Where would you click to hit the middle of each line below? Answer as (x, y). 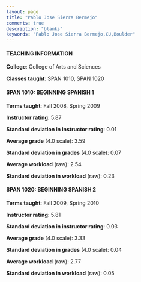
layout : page (22, 12)
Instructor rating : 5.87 (34, 117)
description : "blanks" (34, 29)
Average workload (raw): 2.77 (44, 261)
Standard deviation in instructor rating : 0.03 (62, 226)
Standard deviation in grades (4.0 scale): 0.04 (64, 249)
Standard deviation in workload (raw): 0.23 (61, 176)
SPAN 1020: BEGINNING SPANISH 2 (51, 190)
